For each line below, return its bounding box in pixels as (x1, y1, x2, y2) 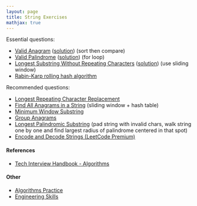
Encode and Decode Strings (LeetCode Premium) (14, 133, 135, 140)
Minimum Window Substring (14, 108, 84, 115)
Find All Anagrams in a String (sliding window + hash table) (14, 102, 159, 109)
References (6, 146, 35, 154)
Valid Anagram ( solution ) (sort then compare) (14, 47, 125, 54)
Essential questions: (6, 36, 55, 43)
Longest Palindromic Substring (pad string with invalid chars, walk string (14, 121, 192, 128)
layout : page (6, 8, 38, 15)
